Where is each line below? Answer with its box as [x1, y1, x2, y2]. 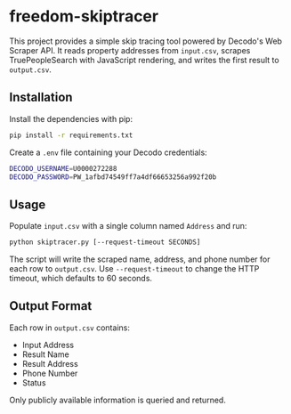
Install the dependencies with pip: [9, 113, 133, 124]
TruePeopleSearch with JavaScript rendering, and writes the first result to [9, 54, 279, 65]
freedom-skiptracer [9, 6, 158, 27]
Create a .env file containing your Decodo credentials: [9, 147, 207, 158]
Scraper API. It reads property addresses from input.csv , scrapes [9, 45, 251, 55]
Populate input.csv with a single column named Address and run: [9, 221, 247, 231]
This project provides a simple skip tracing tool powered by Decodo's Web [9, 36, 283, 46]
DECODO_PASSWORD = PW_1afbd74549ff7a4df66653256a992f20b [9, 172, 217, 182]
